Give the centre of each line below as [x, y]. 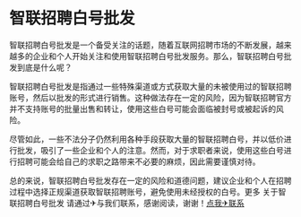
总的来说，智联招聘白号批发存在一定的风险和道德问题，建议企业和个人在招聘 [150, 180]
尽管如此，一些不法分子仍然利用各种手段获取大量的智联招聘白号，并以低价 [146, 139]
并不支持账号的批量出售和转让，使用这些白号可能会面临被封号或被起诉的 [142, 108]
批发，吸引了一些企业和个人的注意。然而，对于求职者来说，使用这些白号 [150, 150]
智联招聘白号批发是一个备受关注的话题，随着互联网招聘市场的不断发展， [142, 45]
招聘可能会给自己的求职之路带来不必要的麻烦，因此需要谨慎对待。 [138, 161]
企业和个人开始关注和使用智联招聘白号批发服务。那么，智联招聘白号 [158, 56]
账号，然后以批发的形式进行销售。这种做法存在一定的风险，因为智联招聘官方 [150, 97]
